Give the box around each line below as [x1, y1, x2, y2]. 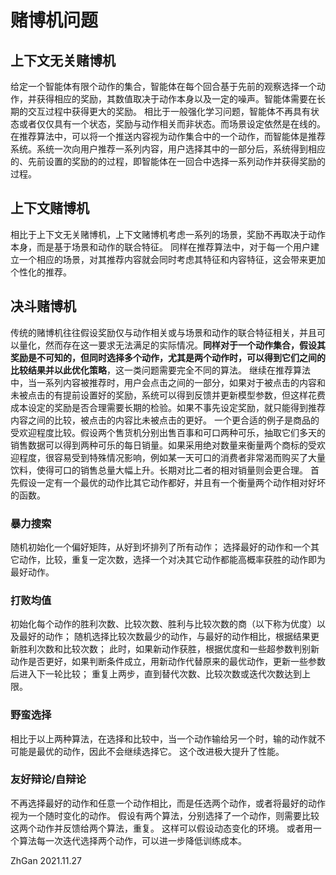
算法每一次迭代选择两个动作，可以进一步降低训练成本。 [18, 834, 247, 846]
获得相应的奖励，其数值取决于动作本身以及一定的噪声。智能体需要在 [36, 93, 317, 105]
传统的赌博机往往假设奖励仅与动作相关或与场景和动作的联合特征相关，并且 [10, 326, 317, 338]
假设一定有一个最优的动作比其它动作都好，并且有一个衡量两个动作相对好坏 [18, 476, 326, 488]
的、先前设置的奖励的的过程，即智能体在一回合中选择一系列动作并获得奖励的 [10, 156, 326, 167]
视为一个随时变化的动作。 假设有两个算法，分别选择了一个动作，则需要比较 [10, 809, 320, 821]
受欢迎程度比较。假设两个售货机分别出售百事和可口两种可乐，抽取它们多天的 [10, 426, 326, 438]
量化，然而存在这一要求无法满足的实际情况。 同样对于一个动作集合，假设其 [18, 339, 326, 351]
